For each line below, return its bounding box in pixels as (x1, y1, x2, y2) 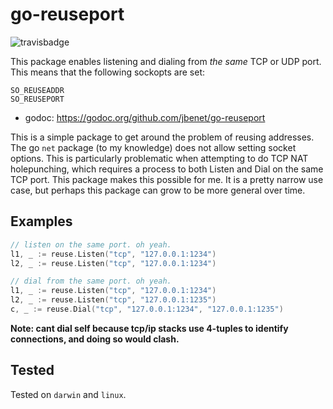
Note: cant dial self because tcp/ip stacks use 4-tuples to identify (10, 322, 289, 334)
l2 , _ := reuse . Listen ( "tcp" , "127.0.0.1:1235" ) (10, 295, 217, 305)
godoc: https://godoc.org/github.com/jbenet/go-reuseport (24, 111, 266, 123)
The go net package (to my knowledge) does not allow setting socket (10, 141, 297, 153)
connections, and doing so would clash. (10, 333, 180, 345)
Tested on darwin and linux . (10, 388, 127, 400)
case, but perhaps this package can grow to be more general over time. (10, 184, 306, 196)
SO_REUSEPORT (10, 94, 65, 104)
